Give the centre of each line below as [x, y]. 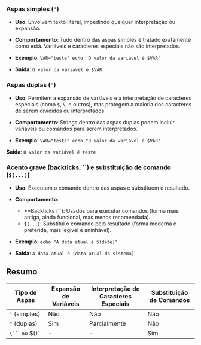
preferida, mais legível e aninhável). [68, 230]
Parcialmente [108, 323]
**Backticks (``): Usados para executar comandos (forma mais [101, 210]
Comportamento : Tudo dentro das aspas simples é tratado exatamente [103, 40]
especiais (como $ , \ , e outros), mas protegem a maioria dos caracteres [103, 104]
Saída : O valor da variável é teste [51, 152]
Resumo [22, 272]
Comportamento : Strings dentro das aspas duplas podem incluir [95, 122]
